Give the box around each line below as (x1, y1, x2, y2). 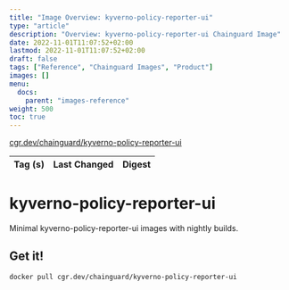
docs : (17, 87, 38, 96)
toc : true (9, 112, 46, 121)
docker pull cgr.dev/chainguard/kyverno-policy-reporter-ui (9, 272, 238, 281)
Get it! (9, 249, 45, 264)
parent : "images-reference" (25, 95, 129, 105)
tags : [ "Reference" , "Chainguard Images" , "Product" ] (9, 63, 214, 72)
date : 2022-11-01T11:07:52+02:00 (9, 37, 134, 47)
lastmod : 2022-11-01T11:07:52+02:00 (9, 46, 145, 55)
